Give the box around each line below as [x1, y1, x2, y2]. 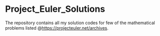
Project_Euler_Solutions [5, 3, 105, 15]
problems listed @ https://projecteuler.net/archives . [5, 25, 109, 31]
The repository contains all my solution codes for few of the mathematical [5, 20, 156, 26]
